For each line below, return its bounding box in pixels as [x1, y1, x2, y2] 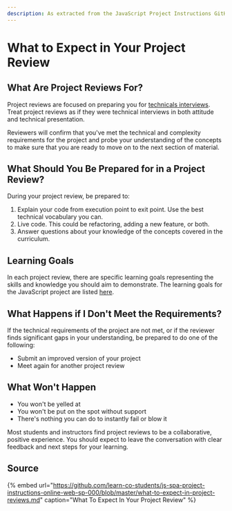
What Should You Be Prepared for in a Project [7, 163, 206, 175]
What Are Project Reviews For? [7, 82, 144, 94]
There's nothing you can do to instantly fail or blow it [17, 414, 167, 423]
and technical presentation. [7, 115, 85, 123]
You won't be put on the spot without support [17, 407, 147, 415]
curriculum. [17, 235, 50, 243]
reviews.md [7, 495, 40, 504]
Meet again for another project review [17, 362, 125, 370]
